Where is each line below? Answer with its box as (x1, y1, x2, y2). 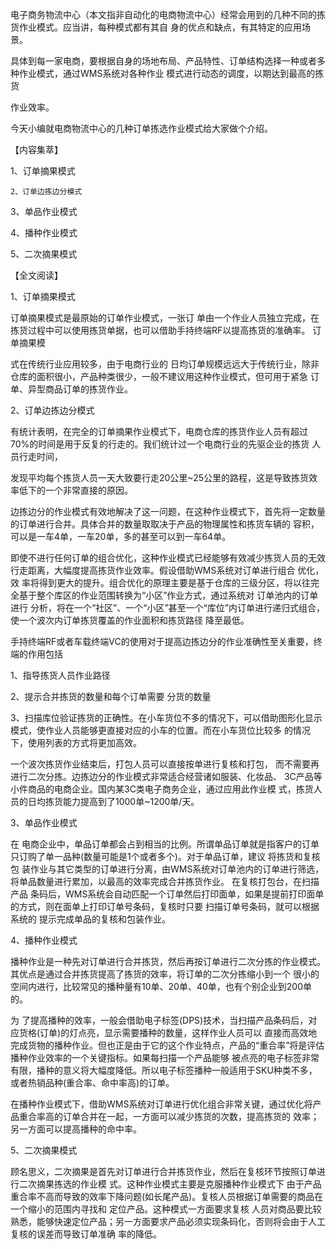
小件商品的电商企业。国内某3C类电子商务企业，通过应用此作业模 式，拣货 (10, 783, 314, 795)
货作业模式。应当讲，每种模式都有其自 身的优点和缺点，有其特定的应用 (10, 21, 302, 33)
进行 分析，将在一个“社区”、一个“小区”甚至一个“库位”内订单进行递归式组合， (10, 602, 325, 613)
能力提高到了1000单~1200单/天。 (62, 796, 200, 807)
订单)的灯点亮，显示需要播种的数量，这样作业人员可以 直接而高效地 (39, 1027, 318, 1038)
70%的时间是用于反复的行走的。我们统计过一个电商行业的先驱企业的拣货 (10, 438, 310, 450)
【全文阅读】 (10, 269, 63, 281)
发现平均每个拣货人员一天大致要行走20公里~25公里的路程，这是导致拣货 (10, 472, 310, 483)
